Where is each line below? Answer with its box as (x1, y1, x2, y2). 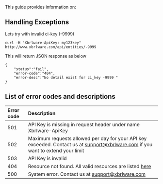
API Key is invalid (28, 155, 67, 162)
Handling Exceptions (5, 18, 69, 26)
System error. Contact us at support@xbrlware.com (28, 170, 146, 177)
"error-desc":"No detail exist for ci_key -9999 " (14, 75, 118, 80)
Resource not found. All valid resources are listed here (28, 163, 151, 169)
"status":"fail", (14, 66, 49, 72)
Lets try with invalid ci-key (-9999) (5, 31, 75, 37)
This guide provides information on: (5, 4, 76, 10)
